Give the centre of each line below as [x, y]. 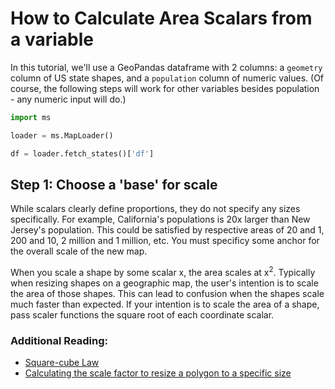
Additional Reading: [59, 340]
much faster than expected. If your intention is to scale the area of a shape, [165, 304]
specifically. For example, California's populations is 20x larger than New [160, 219]
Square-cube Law [62, 363]
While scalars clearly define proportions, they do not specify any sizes [155, 209]
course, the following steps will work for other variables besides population [165, 88]
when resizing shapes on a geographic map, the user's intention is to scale [164, 283]
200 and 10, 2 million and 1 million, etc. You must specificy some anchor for [165, 241]
